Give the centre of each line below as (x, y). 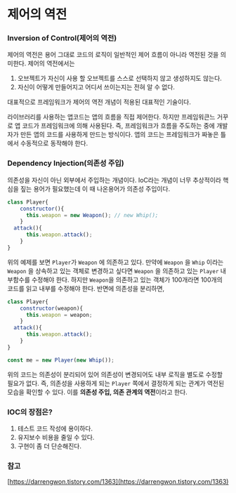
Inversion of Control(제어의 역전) (62, 38)
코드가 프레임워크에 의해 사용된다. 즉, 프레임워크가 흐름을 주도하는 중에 (119, 126)
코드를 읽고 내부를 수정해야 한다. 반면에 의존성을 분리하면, (86, 288)
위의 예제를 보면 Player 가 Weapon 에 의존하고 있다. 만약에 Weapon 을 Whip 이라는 (116, 262)
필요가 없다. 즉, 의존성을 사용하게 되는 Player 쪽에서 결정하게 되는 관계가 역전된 (116, 383)
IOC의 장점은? (30, 412)
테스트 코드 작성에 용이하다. (55, 428)
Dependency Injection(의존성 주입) (66, 164)
